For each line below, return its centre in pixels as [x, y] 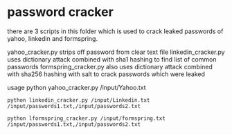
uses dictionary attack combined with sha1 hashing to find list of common [112, 59]
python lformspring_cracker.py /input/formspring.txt [87, 118]
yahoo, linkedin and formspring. [53, 38]
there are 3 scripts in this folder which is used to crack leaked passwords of [115, 31]
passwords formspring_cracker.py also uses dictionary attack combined [110, 66]
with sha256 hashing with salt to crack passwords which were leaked [106, 74]
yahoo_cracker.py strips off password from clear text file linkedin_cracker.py [116, 52]
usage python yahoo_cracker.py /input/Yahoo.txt [77, 87]
